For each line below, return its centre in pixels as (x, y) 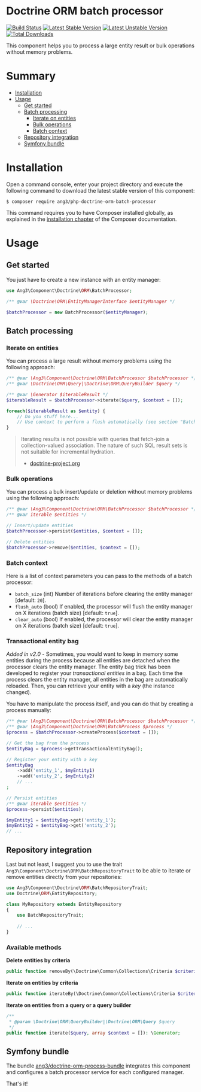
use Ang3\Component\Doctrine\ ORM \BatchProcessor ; (69, 291)
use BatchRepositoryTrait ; (51, 915)
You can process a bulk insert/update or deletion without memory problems (99, 492)
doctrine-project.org (55, 463)
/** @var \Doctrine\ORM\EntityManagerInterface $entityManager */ (91, 301)
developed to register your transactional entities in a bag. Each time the (95, 673)
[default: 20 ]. (31, 600)
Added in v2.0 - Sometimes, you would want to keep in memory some (92, 654)
